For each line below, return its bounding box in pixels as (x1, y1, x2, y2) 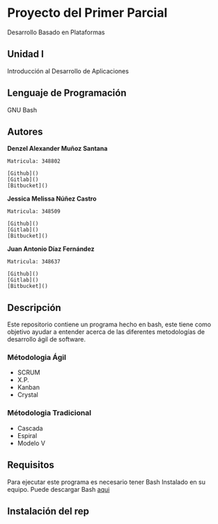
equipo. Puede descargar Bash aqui (7, 485, 110, 493)
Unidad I (7, 48, 44, 60)
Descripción (7, 302, 61, 314)
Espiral (17, 431, 38, 439)
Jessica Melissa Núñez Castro (7, 194, 97, 203)
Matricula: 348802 (7, 158, 61, 165)
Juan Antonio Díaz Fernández (7, 245, 95, 253)
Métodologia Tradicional (7, 408, 92, 418)
